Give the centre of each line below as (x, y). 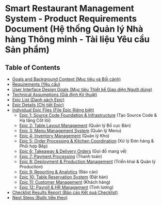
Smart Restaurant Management (70, 8)
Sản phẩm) (27, 50)
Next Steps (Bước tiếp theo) (40, 197)
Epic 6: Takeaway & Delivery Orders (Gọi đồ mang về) (73, 151)
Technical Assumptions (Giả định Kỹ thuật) (55, 95)
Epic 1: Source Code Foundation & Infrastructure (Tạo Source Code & (88, 115)
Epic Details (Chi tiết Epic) (38, 105)
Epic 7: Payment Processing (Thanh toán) (61, 156)
